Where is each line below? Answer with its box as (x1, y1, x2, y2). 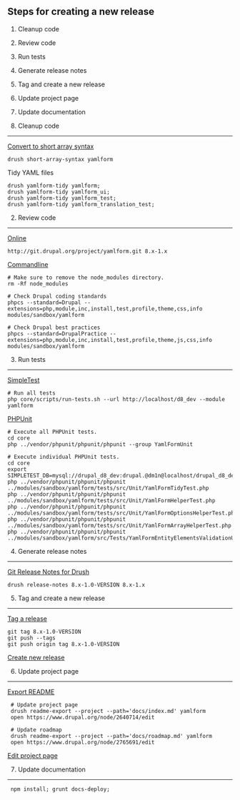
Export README (7, 687, 55, 696)
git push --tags (7, 634, 56, 642)
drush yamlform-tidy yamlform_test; (7, 194, 116, 202)
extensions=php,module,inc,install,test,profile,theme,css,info (7, 305, 203, 313)
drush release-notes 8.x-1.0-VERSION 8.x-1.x (7, 581, 145, 588)
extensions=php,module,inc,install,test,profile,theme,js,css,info (7, 336, 213, 343)
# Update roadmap (10, 726, 62, 734)
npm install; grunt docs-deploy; (10, 785, 111, 793)
